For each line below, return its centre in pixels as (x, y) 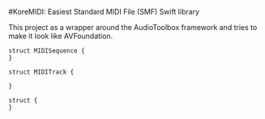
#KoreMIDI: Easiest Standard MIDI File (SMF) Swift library (104, 12)
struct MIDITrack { (41, 72)
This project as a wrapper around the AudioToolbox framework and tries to (133, 27)
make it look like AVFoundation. (61, 36)
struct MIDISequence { (47, 51)
